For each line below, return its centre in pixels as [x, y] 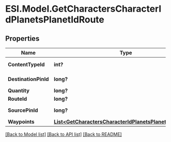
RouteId [17, 99]
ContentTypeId [26, 64]
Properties [22, 38]
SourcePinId [23, 110]
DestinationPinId [28, 79]
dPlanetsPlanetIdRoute [55, 20]
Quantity [19, 91]
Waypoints [21, 122]
